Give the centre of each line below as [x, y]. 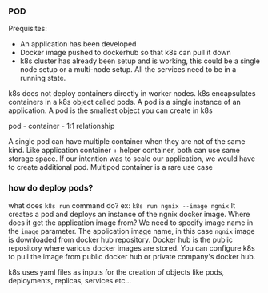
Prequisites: [28, 29]
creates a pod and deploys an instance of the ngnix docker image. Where [129, 214]
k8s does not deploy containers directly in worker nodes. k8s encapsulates [132, 94]
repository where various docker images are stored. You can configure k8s [132, 248]
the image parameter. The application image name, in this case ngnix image [132, 231]
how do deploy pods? [51, 188]
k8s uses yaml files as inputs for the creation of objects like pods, [116, 272]
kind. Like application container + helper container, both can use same [124, 151]
